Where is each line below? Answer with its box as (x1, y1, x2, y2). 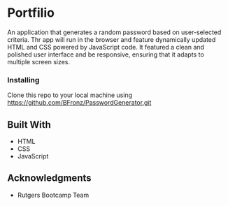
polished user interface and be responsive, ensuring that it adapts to (7, 50, 204, 59)
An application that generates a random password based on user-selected (7, 28, 222, 36)
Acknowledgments (7, 172, 92, 184)
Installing (7, 75, 40, 84)
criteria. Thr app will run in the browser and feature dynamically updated (7, 35, 216, 43)
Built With (7, 119, 51, 131)
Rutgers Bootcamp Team (17, 191, 90, 199)
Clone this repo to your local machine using (7, 91, 133, 99)
